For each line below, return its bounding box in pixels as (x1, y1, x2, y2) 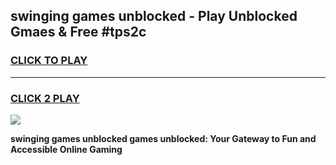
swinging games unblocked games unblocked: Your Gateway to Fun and (10, 132, 317, 144)
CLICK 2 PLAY (10, 91, 80, 105)
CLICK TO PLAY (10, 54, 88, 68)
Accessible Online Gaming (10, 143, 123, 155)
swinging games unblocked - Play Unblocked (10, 8, 298, 25)
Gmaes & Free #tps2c (10, 24, 147, 41)
